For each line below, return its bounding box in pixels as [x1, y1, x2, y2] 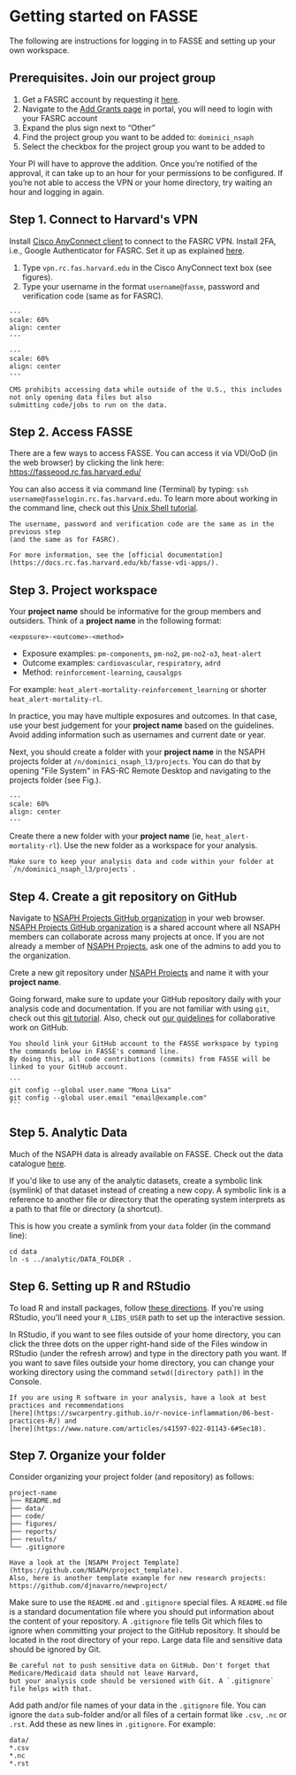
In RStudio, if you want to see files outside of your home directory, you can [9, 1329, 281, 1339]
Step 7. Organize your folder [9, 1448, 166, 1463]
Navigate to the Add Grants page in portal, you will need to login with [21, 104, 273, 114]
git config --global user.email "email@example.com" [9, 1093, 208, 1102]
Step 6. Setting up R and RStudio [9, 1279, 192, 1294]
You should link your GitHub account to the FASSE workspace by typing [9, 1039, 278, 1048]
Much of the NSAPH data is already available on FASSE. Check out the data [9, 1148, 284, 1159]
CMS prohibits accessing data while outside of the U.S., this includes [9, 385, 283, 394]
